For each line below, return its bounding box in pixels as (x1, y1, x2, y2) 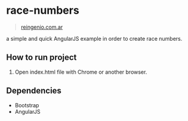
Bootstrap (14, 101, 39, 108)
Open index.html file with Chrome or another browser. (14, 68, 147, 75)
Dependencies (6, 86, 61, 96)
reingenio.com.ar (20, 23, 63, 31)
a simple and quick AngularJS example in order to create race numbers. (6, 35, 183, 42)
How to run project (6, 52, 77, 63)
